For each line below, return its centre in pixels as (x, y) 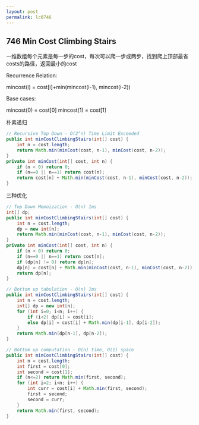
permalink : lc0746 (29, 17)
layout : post (22, 12)
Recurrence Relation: (32, 75)
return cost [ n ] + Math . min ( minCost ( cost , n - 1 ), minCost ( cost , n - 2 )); (105, 178)
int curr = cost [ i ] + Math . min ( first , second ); (87, 389)
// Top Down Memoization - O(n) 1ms (51, 207)
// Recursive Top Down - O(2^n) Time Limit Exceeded (73, 134)
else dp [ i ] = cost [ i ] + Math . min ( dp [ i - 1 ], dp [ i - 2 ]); (94, 322)
